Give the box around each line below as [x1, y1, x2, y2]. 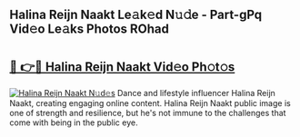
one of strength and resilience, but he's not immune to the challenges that [9, 108, 286, 118]
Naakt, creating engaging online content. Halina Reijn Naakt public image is [9, 98, 291, 108]
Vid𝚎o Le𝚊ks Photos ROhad [9, 22, 170, 37]
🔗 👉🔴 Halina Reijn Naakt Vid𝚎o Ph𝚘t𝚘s [9, 59, 235, 74]
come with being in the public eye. [9, 117, 138, 128]
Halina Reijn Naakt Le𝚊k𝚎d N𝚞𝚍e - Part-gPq [9, 7, 263, 23]
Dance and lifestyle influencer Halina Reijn [116, 88, 275, 98]
